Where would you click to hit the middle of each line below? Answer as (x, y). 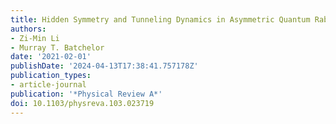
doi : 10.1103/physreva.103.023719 (82, 103)
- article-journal (48, 85)
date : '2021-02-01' (51, 57)
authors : (28, 29)
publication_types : (51, 76)
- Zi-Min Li (35, 38)
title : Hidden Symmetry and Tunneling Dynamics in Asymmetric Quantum (160, 19)
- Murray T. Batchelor (57, 47)
